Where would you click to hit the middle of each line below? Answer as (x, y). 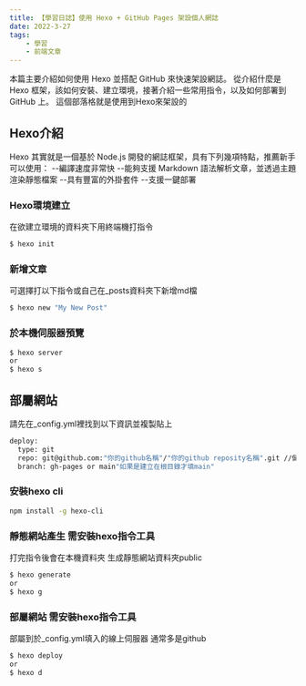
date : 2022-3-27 (40, 26)
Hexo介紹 (36, 133)
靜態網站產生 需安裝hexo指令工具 (82, 536)
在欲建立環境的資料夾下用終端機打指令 (81, 227)
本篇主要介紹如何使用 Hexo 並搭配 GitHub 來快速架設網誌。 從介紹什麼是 (146, 79)
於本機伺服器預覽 (47, 333)
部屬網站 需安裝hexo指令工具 (73, 617)
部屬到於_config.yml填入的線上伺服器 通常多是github (108, 638)
